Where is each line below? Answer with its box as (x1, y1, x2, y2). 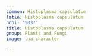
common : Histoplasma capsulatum (6, 8, 86, 15)
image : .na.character (6, 36, 60, 42)
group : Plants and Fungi (6, 31, 68, 37)
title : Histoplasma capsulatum (6, 25, 84, 31)
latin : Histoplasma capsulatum (6, 14, 84, 20)
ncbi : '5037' (6, 19, 39, 25)
